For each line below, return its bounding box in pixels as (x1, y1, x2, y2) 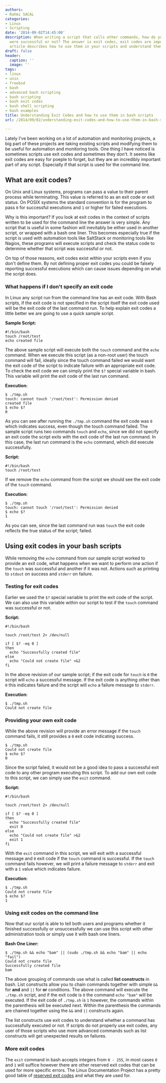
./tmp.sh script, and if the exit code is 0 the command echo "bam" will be (5, 992, 152, 998)
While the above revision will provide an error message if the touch (5, 728, 141, 734)
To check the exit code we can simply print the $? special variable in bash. (5, 367, 157, 373)
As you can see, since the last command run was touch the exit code (5, 522, 145, 528)
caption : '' (9, 58, 35, 63)
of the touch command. (5, 481, 52, 487)
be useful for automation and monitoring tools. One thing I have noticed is (5, 146, 155, 152)
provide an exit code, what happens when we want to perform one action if (5, 560, 158, 566)
